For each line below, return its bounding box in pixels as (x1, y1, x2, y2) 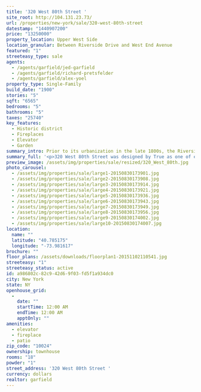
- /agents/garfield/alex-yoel (11, 76, 87, 82)
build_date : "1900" (6, 87, 55, 93)
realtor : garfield (6, 376, 52, 382)
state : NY (6, 282, 31, 288)
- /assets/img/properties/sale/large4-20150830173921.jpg (11, 187, 160, 193)
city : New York (6, 276, 44, 282)
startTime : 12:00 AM (17, 304, 68, 310)
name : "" (11, 231, 33, 237)
